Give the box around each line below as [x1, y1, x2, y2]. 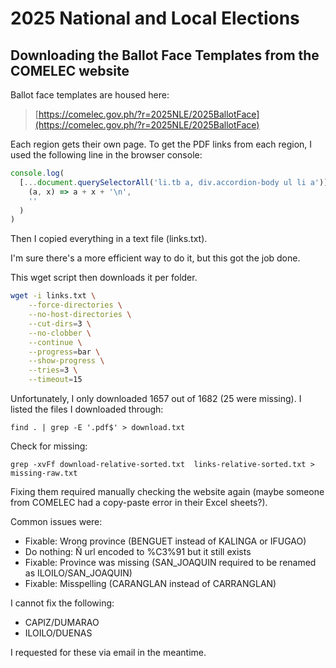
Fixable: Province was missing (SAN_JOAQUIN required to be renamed [24, 557, 317, 568]
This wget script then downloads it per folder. [10, 272, 198, 284]
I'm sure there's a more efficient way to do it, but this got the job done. [10, 252, 301, 264]
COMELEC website [10, 62, 130, 79]
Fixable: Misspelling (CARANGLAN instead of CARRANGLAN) [24, 578, 277, 589]
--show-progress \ [28, 356, 105, 366]
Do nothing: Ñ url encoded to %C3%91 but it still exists [24, 546, 252, 557]
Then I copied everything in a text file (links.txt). [10, 233, 208, 245]
